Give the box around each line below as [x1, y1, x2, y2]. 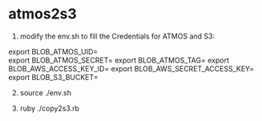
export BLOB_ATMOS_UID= [8, 46, 99, 56]
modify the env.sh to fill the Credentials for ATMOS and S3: [19, 31, 215, 41]
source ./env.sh [19, 87, 72, 97]
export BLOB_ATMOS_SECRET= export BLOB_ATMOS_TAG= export [8, 55, 230, 65]
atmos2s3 [8, 5, 78, 23]
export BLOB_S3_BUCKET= [8, 72, 99, 82]
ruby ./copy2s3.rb [19, 103, 80, 113]
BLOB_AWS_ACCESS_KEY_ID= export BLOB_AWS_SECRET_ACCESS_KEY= [8, 63, 255, 73]
